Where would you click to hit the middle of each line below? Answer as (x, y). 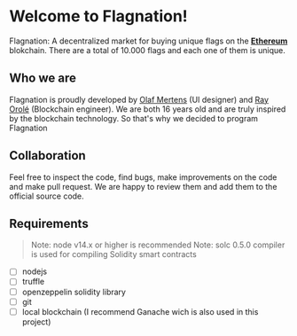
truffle (33, 282)
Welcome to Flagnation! (98, 16)
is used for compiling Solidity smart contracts (113, 254)
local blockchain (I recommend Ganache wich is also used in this (140, 311)
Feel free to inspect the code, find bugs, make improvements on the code (143, 177)
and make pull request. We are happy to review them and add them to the (143, 186)
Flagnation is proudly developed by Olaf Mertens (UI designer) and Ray (139, 99)
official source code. (47, 196)
